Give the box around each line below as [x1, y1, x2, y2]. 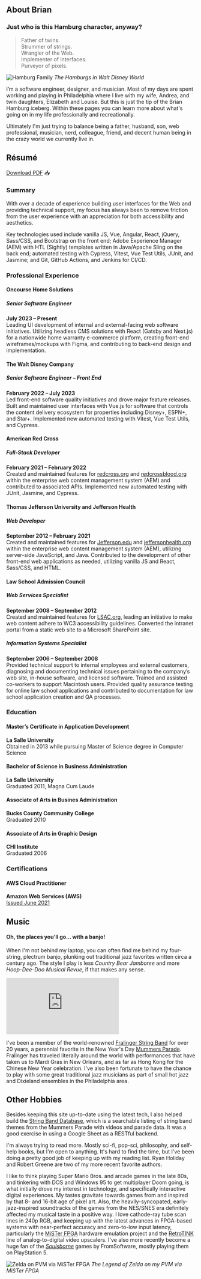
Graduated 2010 [6, 816, 46, 824]
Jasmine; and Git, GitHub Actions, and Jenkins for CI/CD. [6, 256, 147, 263]
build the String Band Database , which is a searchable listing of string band [6, 1117, 192, 1124]
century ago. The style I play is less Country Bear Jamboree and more [6, 959, 180, 967]
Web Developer [6, 517, 46, 524]
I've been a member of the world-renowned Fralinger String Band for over [6, 1039, 189, 1046]
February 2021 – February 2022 [6, 464, 87, 471]
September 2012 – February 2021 [6, 532, 91, 539]
